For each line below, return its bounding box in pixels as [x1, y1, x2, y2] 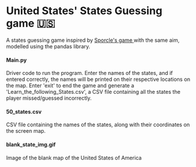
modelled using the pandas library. [6, 42, 90, 50]
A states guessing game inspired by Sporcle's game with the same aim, [6, 37, 180, 44]
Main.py [6, 56, 27, 63]
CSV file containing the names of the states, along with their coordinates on [6, 121, 190, 128]
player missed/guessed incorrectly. [6, 94, 92, 101]
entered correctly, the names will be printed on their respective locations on [6, 76, 191, 83]
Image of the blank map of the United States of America [6, 154, 142, 161]
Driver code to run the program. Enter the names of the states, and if [6, 70, 173, 77]
